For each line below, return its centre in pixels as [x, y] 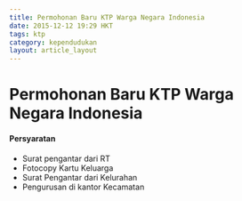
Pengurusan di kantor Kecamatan [83, 187]
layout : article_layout [53, 51]
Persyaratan [32, 138]
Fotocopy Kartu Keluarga [68, 168]
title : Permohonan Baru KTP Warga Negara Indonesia [107, 17]
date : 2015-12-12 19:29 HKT [61, 26]
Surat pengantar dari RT [66, 158]
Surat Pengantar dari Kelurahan [80, 177]
